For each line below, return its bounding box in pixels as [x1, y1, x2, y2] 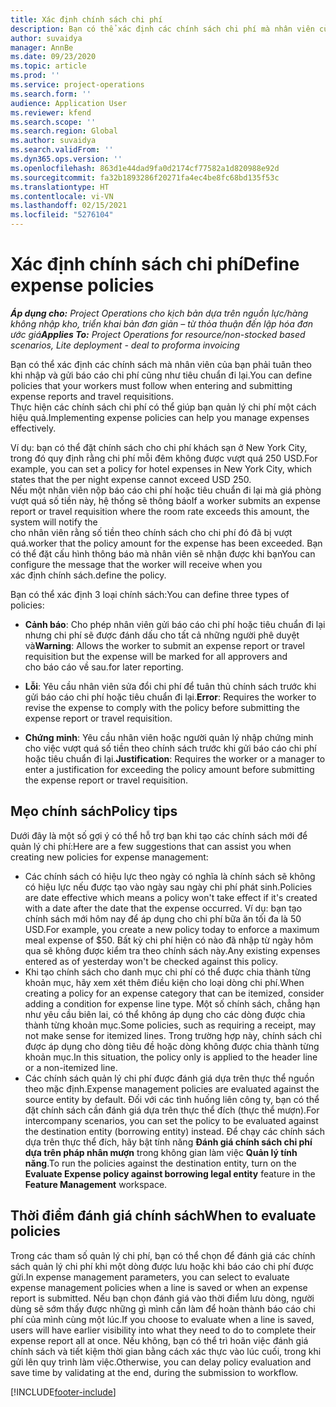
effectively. [10, 422, 57, 434]
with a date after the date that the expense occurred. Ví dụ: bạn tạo [24, 902, 303, 914]
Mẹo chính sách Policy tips [10, 803, 178, 820]
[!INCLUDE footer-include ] [10, 1386, 117, 1398]
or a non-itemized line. [24, 1061, 118, 1073]
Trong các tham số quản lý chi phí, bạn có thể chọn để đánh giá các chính [10, 1249, 316, 1261]
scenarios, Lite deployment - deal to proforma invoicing [10, 339, 240, 351]
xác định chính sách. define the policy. [10, 569, 167, 581]
